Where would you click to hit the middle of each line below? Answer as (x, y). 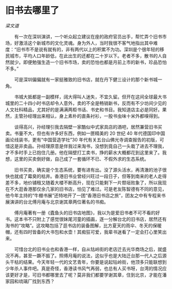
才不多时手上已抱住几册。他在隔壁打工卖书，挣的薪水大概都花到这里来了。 (84, 152)
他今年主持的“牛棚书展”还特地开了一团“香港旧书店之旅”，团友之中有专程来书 (85, 195)
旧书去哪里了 (33, 11)
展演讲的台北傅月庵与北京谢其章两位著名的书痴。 (57, 202)
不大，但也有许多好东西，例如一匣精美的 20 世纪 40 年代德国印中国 (94, 133)
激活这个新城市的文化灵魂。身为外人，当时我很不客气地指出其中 (86, 43)
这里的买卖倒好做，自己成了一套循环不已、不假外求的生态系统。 (81, 159)
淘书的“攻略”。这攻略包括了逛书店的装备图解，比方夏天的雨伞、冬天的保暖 (84, 225)
